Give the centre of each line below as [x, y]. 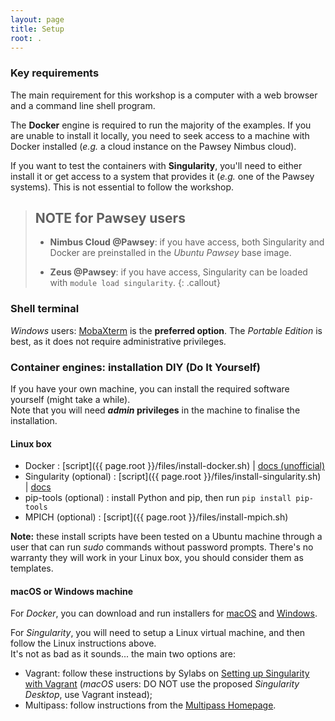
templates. [32, 568]
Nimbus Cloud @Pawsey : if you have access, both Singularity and [187, 242]
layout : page [37, 19]
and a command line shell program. [83, 105]
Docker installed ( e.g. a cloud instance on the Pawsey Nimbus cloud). [153, 146]
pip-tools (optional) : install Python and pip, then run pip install [158, 498]
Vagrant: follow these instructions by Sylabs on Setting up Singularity [167, 673]
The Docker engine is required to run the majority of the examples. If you [161, 125]
